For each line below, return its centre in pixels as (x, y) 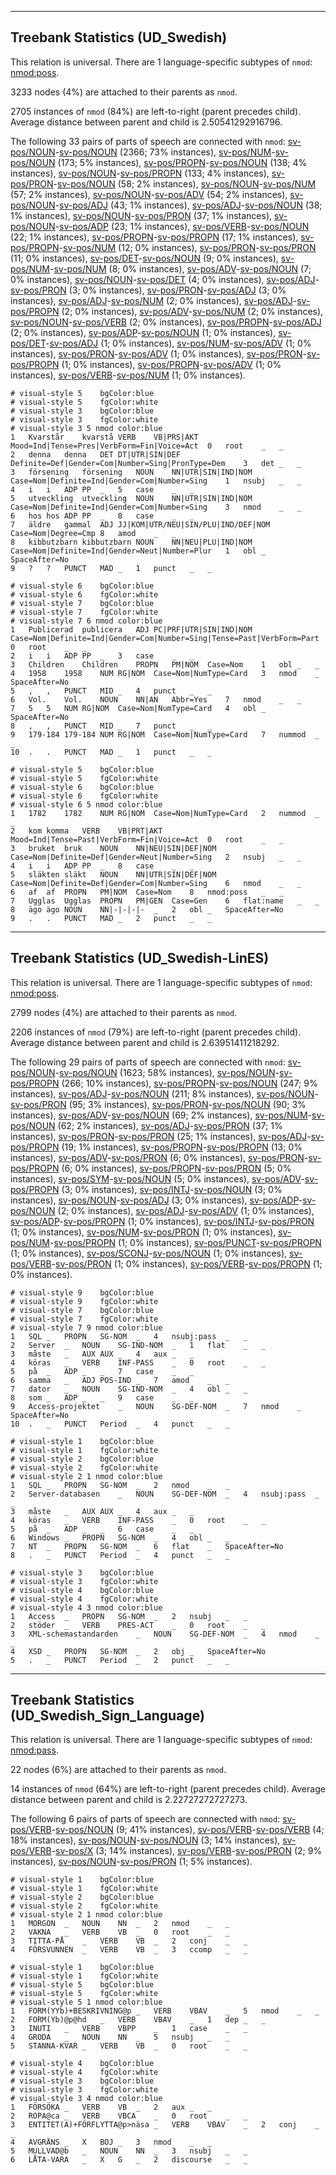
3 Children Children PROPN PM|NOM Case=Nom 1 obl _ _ (165, 664)
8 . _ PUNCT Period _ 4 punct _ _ (120, 1555)
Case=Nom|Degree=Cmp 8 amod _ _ (93, 533)
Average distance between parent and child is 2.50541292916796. (146, 122)
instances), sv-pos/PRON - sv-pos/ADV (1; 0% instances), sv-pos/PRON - (158, 353)
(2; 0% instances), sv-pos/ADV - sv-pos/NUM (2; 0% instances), (192, 311)
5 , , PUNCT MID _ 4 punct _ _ (111, 691)
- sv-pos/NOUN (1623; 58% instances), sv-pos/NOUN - (167, 1072)
